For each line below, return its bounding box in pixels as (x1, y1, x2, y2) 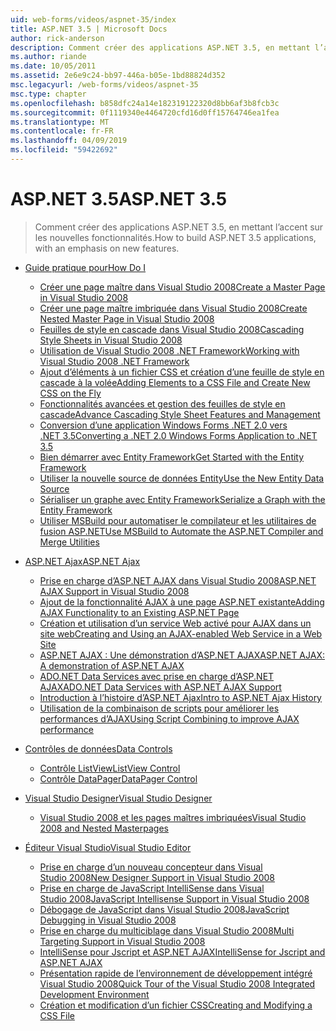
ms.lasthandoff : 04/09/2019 (10, 136, 128, 146)
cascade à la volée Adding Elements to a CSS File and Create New (39, 376, 311, 388)
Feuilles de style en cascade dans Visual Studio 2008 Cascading (39, 323, 305, 335)
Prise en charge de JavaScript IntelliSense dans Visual (39, 882, 265, 894)
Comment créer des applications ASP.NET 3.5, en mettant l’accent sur (34, 221, 324, 233)
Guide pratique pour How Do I (24, 261, 147, 273)
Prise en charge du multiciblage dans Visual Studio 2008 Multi (39, 924, 295, 936)
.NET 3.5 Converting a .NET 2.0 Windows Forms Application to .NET (39, 429, 318, 441)
